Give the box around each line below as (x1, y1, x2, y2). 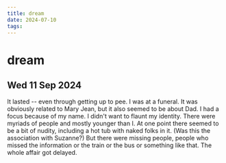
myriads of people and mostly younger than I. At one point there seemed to (7, 119, 219, 127)
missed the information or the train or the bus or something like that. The (7, 141, 212, 149)
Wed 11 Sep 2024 (7, 79, 82, 91)
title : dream (7, 10, 45, 17)
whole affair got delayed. (7, 149, 77, 157)
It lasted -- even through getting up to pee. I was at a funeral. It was (7, 97, 198, 106)
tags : (7, 23, 23, 29)
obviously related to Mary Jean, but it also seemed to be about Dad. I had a (7, 105, 219, 113)
